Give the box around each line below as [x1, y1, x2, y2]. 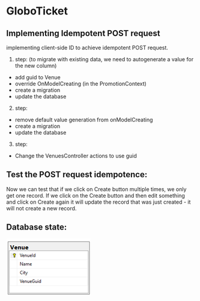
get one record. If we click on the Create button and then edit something [6, 192, 185, 199]
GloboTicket [6, 4, 68, 18]
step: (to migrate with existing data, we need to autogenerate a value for [14, 56, 194, 62]
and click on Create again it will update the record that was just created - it [6, 198, 191, 205]
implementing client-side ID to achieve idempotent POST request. [6, 44, 168, 51]
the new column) [14, 62, 57, 69]
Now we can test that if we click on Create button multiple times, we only [6, 185, 187, 193]
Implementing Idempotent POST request [6, 28, 160, 38]
